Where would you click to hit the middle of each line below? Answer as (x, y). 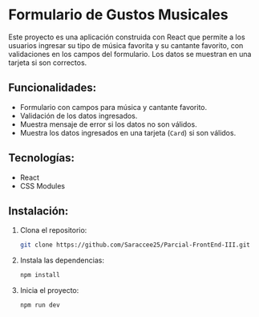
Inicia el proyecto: (49, 291)
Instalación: (38, 211)
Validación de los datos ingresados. (79, 116)
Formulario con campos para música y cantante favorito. (113, 107)
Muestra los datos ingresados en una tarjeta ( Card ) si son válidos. (128, 132)
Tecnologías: (41, 158)
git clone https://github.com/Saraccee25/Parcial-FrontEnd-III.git (135, 245)
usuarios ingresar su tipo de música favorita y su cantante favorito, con (126, 45)
